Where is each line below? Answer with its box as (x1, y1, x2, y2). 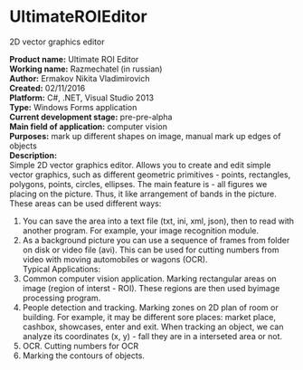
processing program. (22, 292, 101, 303)
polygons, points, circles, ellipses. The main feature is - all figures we (9, 178, 268, 189)
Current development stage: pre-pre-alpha (9, 111, 173, 122)
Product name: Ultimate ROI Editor (9, 53, 139, 64)
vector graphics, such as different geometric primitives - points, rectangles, (9, 169, 291, 180)
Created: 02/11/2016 (9, 82, 86, 93)
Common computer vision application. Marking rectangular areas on (22, 273, 278, 284)
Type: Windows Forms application (9, 101, 137, 112)
